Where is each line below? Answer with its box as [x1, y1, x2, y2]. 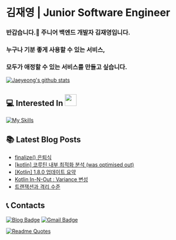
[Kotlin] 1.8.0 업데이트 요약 [14, 168, 76, 175]
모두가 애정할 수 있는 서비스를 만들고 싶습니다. [6, 63, 127, 71]
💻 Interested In [6, 98, 63, 108]
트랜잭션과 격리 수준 [14, 183, 60, 190]
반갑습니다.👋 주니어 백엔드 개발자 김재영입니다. [6, 28, 131, 36]
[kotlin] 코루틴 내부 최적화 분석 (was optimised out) [14, 161, 134, 168]
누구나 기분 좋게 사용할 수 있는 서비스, [6, 46, 106, 54]
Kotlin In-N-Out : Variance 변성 [14, 175, 89, 183]
